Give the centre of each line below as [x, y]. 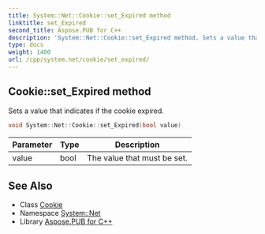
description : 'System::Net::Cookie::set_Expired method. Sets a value [127, 38]
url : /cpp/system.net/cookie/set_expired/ [79, 60]
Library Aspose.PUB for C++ [66, 221]
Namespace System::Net [60, 213]
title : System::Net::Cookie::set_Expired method [90, 15]
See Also [30, 185]
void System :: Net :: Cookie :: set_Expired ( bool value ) [95, 125]
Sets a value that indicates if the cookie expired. [86, 111]
